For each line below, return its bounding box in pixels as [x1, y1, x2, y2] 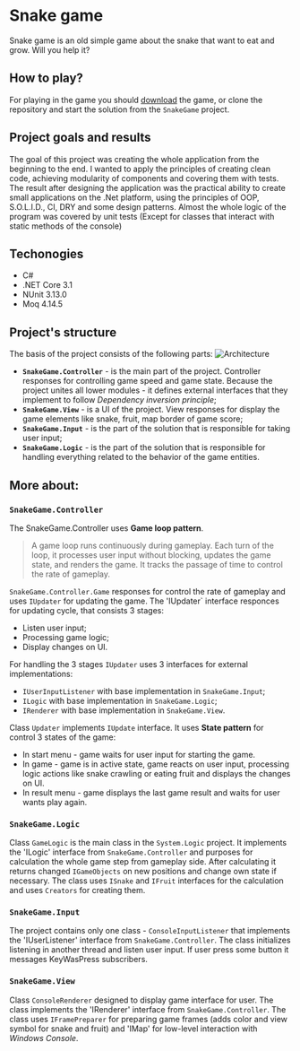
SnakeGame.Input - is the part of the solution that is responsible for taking [21, 423, 291, 434]
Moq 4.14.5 [21, 299, 64, 309]
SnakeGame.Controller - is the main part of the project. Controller [21, 366, 261, 377]
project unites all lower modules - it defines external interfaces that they [21, 385, 288, 395]
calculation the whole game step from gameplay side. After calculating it [9, 856, 276, 867]
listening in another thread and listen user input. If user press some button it [9, 944, 289, 955]
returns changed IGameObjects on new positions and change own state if [9, 866, 278, 877]
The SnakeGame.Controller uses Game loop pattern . [9, 522, 204, 534]
